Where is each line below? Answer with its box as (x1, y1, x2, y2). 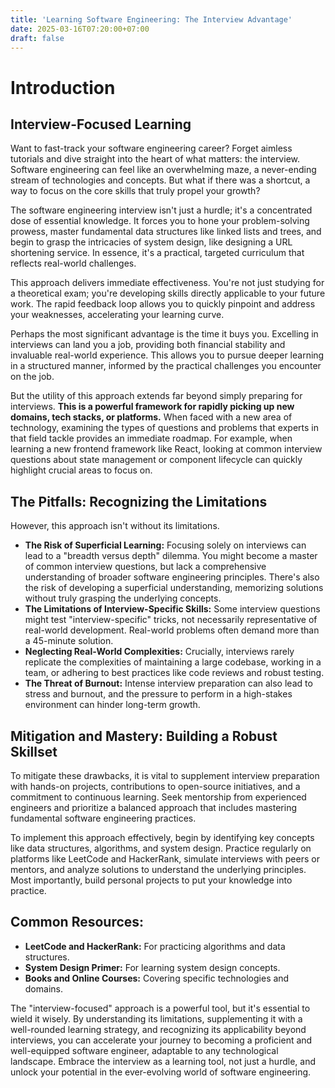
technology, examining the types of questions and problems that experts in (10, 422, 319, 434)
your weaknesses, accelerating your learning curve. (10, 309, 225, 321)
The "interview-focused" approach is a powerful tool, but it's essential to (10, 1002, 311, 1014)
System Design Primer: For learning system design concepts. (24, 961, 281, 973)
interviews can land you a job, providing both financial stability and (10, 339, 286, 351)
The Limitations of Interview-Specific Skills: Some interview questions (24, 603, 321, 615)
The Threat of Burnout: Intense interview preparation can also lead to (24, 677, 313, 690)
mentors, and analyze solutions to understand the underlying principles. (10, 864, 307, 875)
